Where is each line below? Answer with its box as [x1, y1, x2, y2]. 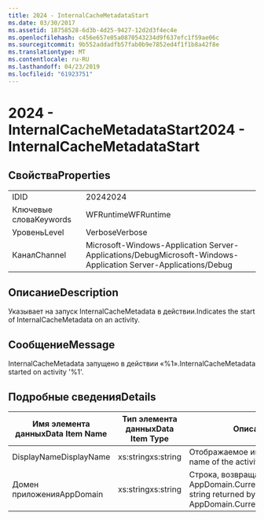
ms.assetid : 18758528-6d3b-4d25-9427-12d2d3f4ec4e [8, 26, 178, 34]
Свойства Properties [8, 169, 112, 182]
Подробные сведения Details [8, 390, 156, 403]
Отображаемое [189, 447, 249, 458]
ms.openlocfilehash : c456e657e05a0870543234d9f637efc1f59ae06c [8, 33, 220, 42]
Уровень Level [12, 226, 64, 237]
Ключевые [12, 204, 53, 215]
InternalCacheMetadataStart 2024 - [8, 121, 245, 139]
